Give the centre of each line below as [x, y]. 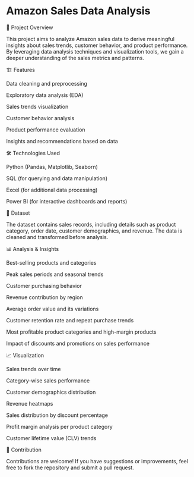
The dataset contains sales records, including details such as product [91, 224]
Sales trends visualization [37, 106]
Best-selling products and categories [51, 262]
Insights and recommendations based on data [62, 141]
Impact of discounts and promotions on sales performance [78, 343]
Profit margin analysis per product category [59, 426]
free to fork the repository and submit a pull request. [70, 467]
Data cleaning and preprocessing [47, 83]
